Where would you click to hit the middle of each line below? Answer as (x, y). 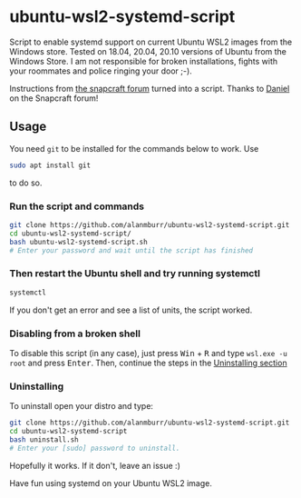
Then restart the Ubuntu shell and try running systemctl (135, 274)
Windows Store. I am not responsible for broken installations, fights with (144, 61)
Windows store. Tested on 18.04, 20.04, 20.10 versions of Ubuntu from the (148, 51)
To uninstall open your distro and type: (82, 406)
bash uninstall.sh (44, 439)
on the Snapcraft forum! (54, 98)
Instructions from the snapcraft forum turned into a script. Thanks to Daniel (150, 88)
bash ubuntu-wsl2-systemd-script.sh (78, 242)
